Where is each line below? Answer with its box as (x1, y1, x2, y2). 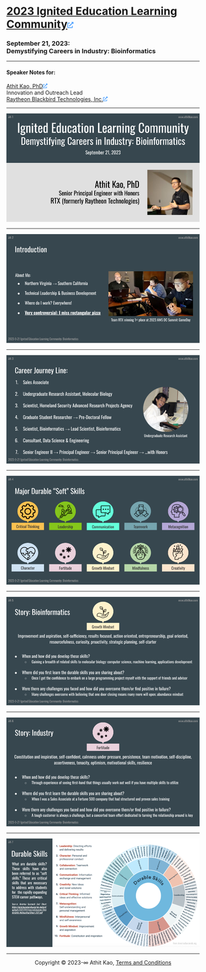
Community (6, 17, 68, 31)
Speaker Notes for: (6, 69, 56, 76)
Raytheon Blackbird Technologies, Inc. (6, 95, 104, 102)
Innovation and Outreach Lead (6, 89, 83, 96)
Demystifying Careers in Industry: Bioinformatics (6, 47, 156, 56)
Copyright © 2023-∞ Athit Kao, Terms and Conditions (34, 959, 172, 966)
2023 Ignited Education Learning (6, 4, 178, 18)
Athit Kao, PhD (6, 82, 44, 89)
